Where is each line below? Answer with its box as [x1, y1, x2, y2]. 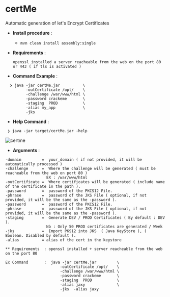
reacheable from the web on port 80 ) [5, 170, 88, 176]
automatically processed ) [5, 161, 63, 166]
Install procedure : [12, 30, 52, 36]
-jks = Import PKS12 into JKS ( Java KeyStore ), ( [5, 228, 147, 234]
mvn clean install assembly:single [20, 40, 96, 46]
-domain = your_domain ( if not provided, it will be [5, 157, 143, 162]
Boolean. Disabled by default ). [5, 233, 76, 238]
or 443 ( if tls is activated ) [12, 64, 81, 69]
